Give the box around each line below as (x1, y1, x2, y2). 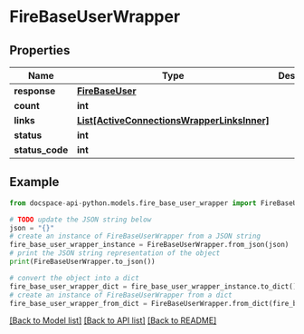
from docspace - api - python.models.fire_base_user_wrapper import (9, 198, 257, 208)
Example (9, 174, 60, 190)
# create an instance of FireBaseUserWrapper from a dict (9, 290, 233, 300)
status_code (14, 143, 69, 156)
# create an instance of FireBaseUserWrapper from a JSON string (9, 231, 261, 241)
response (14, 84, 56, 97)
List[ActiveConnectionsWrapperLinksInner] (76, 114, 270, 126)
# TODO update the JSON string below (9, 215, 152, 224)
